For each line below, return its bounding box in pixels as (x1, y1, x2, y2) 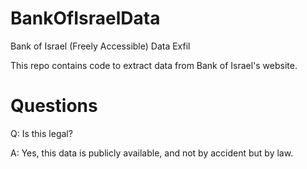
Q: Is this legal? (10, 127, 73, 139)
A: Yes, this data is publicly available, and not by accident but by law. (10, 147, 294, 159)
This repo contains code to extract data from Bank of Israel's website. (10, 59, 298, 71)
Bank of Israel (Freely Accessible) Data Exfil (10, 40, 191, 52)
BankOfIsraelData (10, 7, 161, 30)
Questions (10, 95, 98, 117)
